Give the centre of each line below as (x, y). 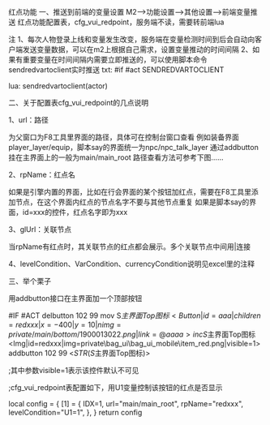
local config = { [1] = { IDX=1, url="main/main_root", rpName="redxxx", (126, 404)
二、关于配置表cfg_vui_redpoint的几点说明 (79, 103)
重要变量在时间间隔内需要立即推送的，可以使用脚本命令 (115, 60)
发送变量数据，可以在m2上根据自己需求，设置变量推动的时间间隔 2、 (137, 49)
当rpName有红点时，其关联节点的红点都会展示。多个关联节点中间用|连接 (130, 247)
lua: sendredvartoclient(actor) (58, 86)
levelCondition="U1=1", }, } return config (75, 412)
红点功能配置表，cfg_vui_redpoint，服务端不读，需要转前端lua (121, 22)
